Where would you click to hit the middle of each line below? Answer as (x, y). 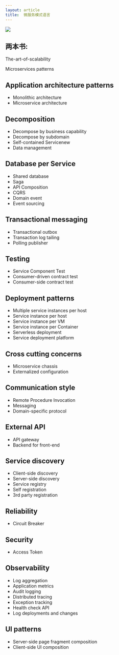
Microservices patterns (30, 69)
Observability (28, 568)
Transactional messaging (46, 220)
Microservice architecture (40, 103)
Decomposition (30, 119)
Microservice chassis (35, 366)
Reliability (21, 511)
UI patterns (23, 629)
